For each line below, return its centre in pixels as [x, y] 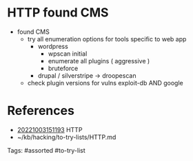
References [41, 111]
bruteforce [63, 68]
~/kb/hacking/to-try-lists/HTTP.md [67, 137]
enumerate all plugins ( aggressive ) [99, 61]
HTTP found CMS [58, 13]
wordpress [53, 46]
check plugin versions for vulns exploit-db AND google [105, 83]
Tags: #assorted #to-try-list [47, 150]
